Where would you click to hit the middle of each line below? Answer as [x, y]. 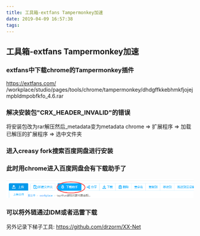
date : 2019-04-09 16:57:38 [40, 19]
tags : [13, 25]
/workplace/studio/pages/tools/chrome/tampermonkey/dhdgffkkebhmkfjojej [100, 90]
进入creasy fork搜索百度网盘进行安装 [60, 151]
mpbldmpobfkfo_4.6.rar [35, 96]
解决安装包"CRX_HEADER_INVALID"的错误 [68, 112]
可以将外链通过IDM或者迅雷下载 [52, 213]
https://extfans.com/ [31, 83]
